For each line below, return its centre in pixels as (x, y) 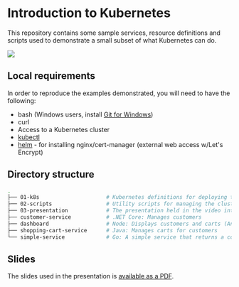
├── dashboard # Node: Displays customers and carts (114, 224)
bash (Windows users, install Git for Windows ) (85, 114)
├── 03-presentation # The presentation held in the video (114, 211)
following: (22, 100)
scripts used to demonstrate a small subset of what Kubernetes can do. (112, 40)
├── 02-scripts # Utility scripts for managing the (111, 204)
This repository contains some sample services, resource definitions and (114, 33)
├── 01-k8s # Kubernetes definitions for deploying (117, 197)
